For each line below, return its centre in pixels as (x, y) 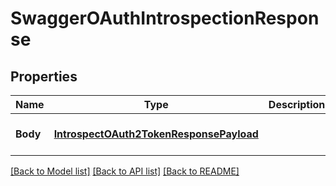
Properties (44, 76)
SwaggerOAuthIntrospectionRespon (165, 18)
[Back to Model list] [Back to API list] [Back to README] (125, 171)
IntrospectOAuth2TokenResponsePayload (156, 134)
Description (297, 104)
